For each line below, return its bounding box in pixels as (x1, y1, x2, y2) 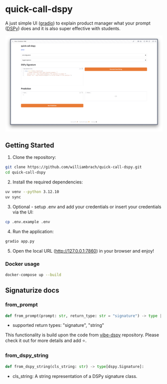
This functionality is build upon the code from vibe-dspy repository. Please (5, 332, 159, 338)
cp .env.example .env (5, 219, 50, 224)
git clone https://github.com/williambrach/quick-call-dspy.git (5, 164, 142, 170)
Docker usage (5, 260, 40, 267)
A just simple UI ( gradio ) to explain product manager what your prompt (5, 20, 151, 26)
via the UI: (12, 209, 34, 215)
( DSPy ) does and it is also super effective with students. (5, 25, 121, 31)
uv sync (5, 195, 21, 200)
